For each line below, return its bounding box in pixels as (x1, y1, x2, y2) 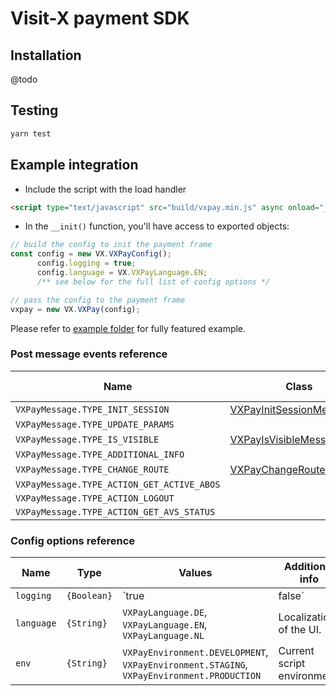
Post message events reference (10, 347, 168, 361)
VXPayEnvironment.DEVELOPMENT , (122, 645, 269, 659)
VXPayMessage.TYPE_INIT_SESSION (15, 403, 170, 415)
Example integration (10, 157, 139, 174)
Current (278, 644, 315, 658)
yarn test (10, 128, 52, 139)
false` (278, 589, 305, 603)
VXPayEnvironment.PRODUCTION (122, 670, 262, 682)
